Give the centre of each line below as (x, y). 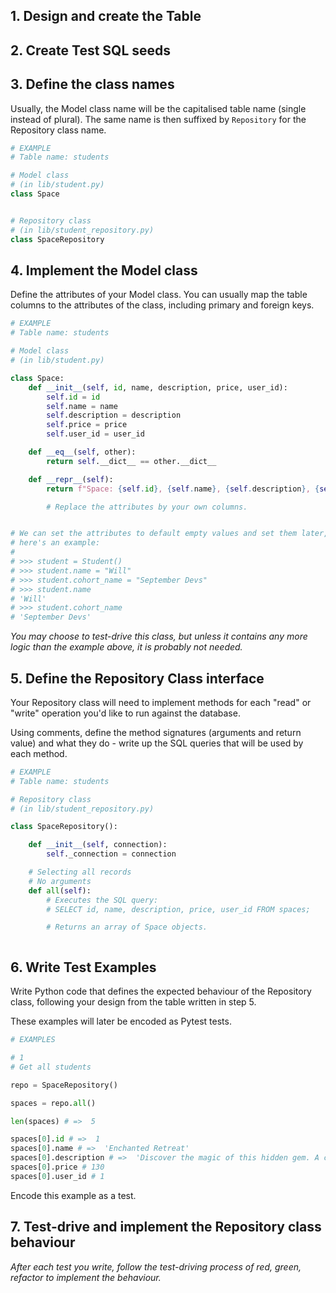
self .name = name (82, 406)
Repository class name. (58, 130)
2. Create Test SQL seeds (91, 50)
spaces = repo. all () (53, 1103)
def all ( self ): (60, 890)
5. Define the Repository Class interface (137, 678)
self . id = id (73, 397)
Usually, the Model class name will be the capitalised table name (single (158, 108)
